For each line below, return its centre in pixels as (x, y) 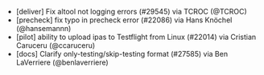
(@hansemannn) (43, 28)
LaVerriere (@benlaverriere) (62, 62)
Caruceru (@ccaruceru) (56, 45)
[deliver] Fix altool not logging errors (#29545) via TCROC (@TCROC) (131, 12)
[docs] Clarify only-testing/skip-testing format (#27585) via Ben (122, 54)
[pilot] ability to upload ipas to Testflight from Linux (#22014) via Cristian (136, 37)
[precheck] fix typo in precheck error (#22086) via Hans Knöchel (124, 20)
